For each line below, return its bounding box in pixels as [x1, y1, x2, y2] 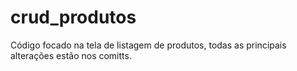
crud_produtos [10, 6, 137, 29]
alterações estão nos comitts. [10, 49, 132, 61]
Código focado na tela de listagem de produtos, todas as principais [10, 39, 287, 51]
